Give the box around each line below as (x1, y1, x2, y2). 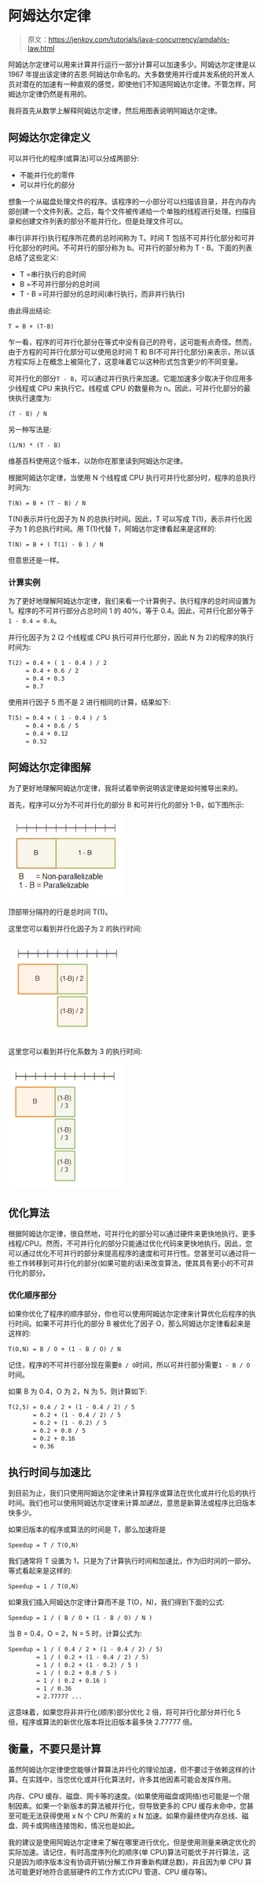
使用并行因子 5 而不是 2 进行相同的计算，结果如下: (8, 697, 171, 707)
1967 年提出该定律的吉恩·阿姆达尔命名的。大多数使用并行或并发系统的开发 (8, 69, 247, 79)
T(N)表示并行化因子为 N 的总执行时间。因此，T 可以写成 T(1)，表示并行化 (8, 514, 246, 523)
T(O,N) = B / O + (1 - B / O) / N (8, 1345, 122, 1353)
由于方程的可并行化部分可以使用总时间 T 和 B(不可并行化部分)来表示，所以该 (8, 347, 255, 356)
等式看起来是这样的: (8, 1566, 73, 1575)
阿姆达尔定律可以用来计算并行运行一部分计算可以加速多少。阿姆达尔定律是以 (8, 60, 256, 69)
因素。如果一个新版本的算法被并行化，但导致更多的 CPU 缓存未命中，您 (14, 1801, 247, 1810)
